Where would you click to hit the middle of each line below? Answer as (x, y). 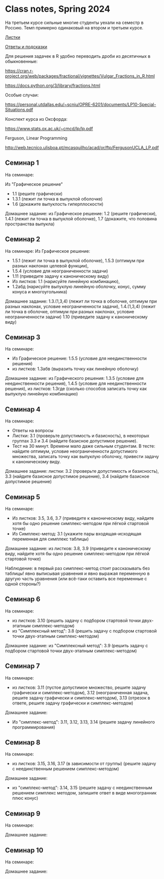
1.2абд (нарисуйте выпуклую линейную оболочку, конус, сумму (79, 286)
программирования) (33, 727)
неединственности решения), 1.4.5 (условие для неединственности (76, 384)
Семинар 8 (23, 742)
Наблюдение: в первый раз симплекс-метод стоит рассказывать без (77, 568)
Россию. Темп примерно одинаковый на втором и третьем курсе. (74, 27)
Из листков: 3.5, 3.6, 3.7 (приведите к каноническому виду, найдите (83, 518)
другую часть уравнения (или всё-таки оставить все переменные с (76, 579)
